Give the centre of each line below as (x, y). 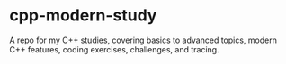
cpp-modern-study (83, 16)
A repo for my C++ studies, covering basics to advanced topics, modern (143, 40)
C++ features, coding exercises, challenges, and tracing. (114, 49)
